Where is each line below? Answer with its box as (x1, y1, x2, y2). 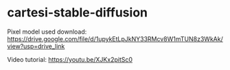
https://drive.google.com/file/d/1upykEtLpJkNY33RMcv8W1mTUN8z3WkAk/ (7, 34, 223, 43)
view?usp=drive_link (7, 42, 65, 50)
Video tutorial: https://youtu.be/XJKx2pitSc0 (7, 55, 133, 63)
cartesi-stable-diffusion (7, 5, 148, 21)
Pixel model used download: (7, 27, 87, 36)
